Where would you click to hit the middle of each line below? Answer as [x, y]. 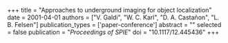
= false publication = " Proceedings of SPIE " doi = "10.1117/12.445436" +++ [113, 32]
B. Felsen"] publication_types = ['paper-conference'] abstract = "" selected [114, 25]
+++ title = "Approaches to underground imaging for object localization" [110, 10]
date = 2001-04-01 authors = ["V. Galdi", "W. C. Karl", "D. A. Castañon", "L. [113, 17]
